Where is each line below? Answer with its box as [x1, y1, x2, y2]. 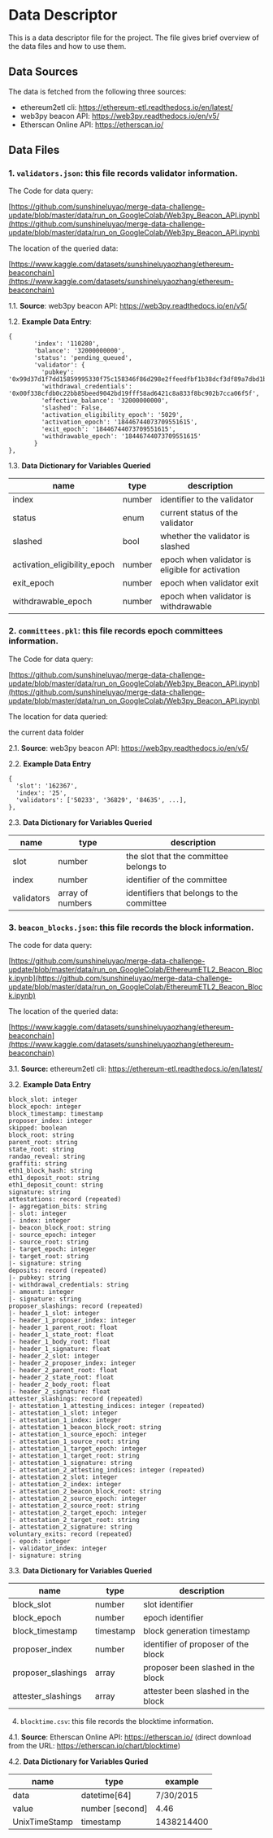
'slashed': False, [41, 404, 104, 412]
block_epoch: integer [8, 1103, 82, 1111]
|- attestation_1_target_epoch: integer [8, 1445, 148, 1453]
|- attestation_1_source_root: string [8, 1437, 140, 1446]
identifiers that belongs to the [125, 887, 238, 898]
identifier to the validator [159, 494, 254, 506]
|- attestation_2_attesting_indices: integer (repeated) [8, 1466, 206, 1475]
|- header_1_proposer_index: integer [8, 1317, 136, 1325]
